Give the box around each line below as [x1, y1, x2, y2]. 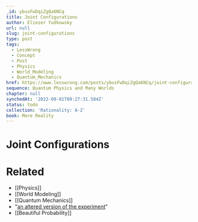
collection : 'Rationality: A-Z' [6, 107, 85, 113]
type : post [6, 36, 33, 42]
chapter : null [6, 91, 41, 97]
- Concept [11, 52, 35, 58]
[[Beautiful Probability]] [14, 210, 72, 217]
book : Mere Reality [6, 112, 54, 118]
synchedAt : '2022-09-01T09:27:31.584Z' [6, 96, 104, 102]
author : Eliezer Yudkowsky [6, 19, 72, 25]
